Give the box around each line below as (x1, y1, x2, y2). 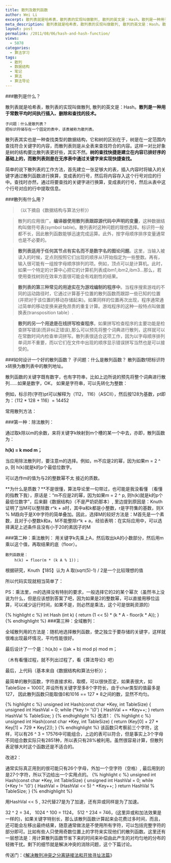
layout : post (5, 26, 33, 32)
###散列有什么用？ (5, 196, 45, 202)
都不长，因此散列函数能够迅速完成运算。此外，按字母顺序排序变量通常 (17, 230, 165, 237)
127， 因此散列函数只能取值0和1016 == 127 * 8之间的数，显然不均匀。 (5, 691, 152, 697)
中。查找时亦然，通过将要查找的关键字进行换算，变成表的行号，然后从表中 (5, 179, 161, 185)
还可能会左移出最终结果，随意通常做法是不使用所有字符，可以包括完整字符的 (5, 822, 166, 828)
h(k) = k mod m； (5, 447, 42, 453)
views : (5, 36, 19, 41)
